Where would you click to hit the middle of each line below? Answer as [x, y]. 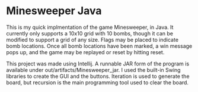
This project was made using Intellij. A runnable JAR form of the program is [98, 64]
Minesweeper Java [54, 11]
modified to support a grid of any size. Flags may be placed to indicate [92, 40]
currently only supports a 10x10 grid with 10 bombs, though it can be [90, 33]
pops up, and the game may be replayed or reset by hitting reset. [85, 52]
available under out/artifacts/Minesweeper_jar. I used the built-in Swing [93, 70]
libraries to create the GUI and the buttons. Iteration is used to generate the [98, 76]
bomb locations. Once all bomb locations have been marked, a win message [99, 46]
